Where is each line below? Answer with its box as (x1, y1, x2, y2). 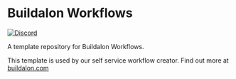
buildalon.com (7, 63, 49, 72)
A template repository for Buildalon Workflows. (7, 42, 144, 51)
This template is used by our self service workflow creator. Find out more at (7, 56, 229, 65)
